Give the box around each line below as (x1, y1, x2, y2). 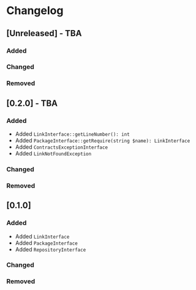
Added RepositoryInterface (15, 245, 86, 253)
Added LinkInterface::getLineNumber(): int (15, 130, 130, 138)
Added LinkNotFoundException (15, 150, 92, 157)
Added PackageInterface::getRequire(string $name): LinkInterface (15, 137, 190, 144)
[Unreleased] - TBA (6, 28, 82, 39)
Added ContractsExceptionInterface (15, 143, 108, 151)
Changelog (6, 4, 64, 18)
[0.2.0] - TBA (6, 98, 58, 108)
